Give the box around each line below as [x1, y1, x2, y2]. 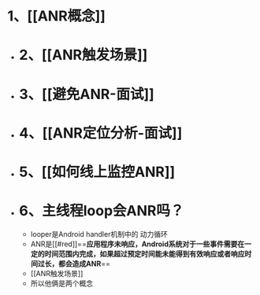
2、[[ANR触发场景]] [18, 46, 148, 64]
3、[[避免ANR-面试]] [18, 85, 154, 103]
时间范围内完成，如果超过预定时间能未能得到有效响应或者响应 [44, 249, 245, 258]
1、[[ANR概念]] [7, 7, 106, 25]
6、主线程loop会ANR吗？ [18, 202, 184, 220]
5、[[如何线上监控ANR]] [18, 163, 176, 181]
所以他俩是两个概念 [30, 278, 94, 288]
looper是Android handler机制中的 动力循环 [30, 229, 169, 238]
